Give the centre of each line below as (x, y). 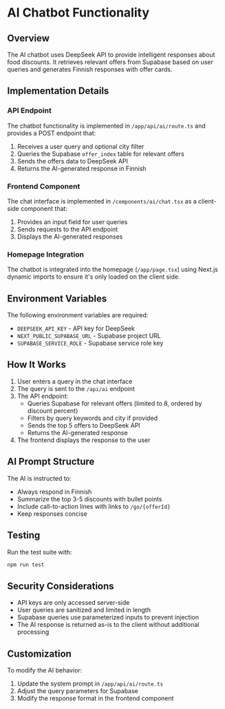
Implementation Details (58, 91)
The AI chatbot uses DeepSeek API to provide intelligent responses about (111, 54)
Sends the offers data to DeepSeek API (73, 161)
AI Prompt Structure (51, 462)
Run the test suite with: (40, 552)
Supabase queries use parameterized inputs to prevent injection (108, 617)
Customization (40, 653)
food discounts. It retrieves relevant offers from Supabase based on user (110, 62)
